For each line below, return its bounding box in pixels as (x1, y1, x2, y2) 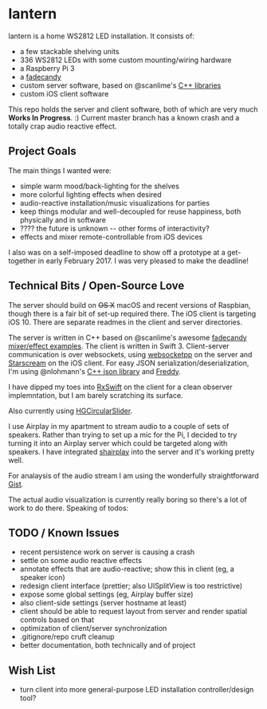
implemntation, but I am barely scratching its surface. (8, 390, 183, 400)
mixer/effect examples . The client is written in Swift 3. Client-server (8, 341, 230, 351)
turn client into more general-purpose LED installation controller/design (19, 685, 254, 695)
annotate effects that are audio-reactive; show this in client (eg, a (19, 564, 235, 574)
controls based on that (19, 615, 94, 624)
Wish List (8, 664, 56, 677)
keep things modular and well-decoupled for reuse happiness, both (19, 207, 241, 216)
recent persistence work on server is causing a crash (19, 547, 195, 557)
